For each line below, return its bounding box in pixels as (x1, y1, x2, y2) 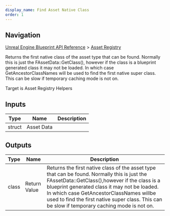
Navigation (5, 31, 40, 39)
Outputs (5, 141, 32, 149)
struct (8, 123, 22, 131)
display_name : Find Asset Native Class (5, 7, 90, 13)
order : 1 (5, 12, 24, 17)
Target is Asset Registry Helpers (5, 85, 72, 92)
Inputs (5, 100, 26, 109)
